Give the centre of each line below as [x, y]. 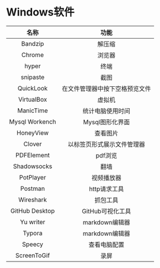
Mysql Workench [33, 121]
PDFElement [33, 155]
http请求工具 [106, 189]
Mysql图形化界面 [106, 122]
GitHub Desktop [33, 210]
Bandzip [33, 43]
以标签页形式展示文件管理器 [106, 144]
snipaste [33, 77]
